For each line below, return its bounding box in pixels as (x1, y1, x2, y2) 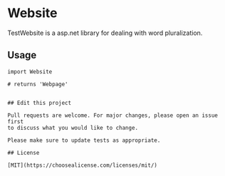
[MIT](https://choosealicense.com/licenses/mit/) (7, 162, 158, 169)
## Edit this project (7, 99, 72, 106)
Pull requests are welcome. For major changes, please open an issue (7, 112, 219, 119)
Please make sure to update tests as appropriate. (7, 137, 161, 144)
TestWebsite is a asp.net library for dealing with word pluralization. (7, 29, 203, 37)
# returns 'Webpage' (7, 81, 69, 88)
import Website (7, 68, 53, 76)
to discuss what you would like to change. (7, 124, 139, 131)
